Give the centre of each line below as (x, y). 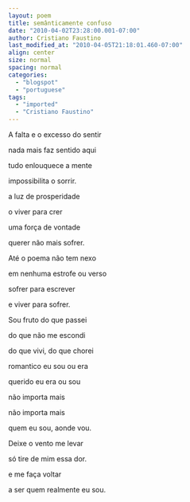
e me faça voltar (35, 474)
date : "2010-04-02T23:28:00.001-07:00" (74, 30)
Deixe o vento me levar (46, 443)
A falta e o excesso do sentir (55, 135)
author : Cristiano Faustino (55, 38)
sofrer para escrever (42, 289)
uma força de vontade (45, 227)
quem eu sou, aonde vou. (50, 428)
